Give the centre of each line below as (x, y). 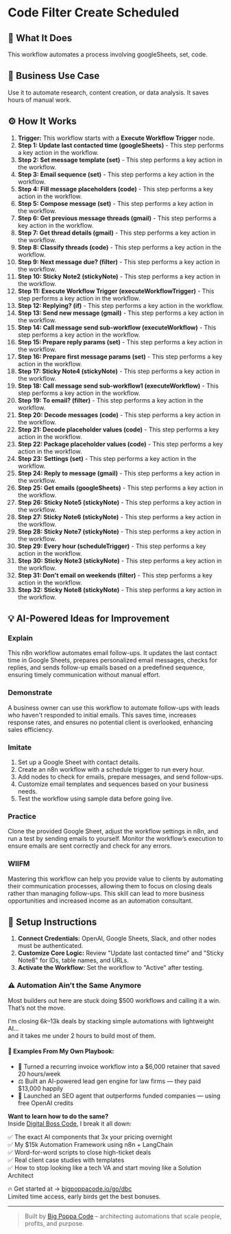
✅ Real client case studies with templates (66, 1160)
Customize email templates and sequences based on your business (113, 784)
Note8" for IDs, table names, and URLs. (73, 960)
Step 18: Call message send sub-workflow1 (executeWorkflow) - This (118, 385)
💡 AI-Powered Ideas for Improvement (89, 619)
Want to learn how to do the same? (58, 1116)
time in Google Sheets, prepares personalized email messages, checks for (113, 661)
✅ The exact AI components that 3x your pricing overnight (90, 1137)
